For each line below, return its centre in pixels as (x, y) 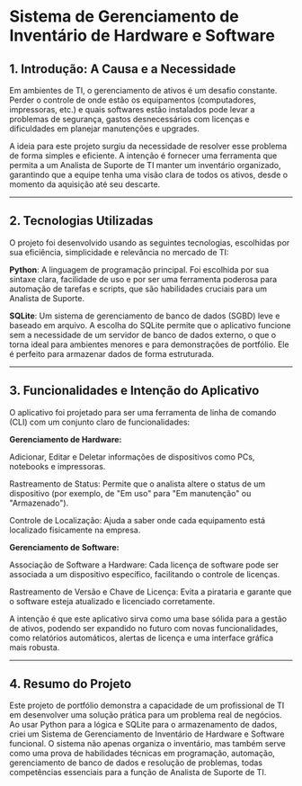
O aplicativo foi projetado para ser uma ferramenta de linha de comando (143, 412)
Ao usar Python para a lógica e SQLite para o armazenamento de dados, (143, 725)
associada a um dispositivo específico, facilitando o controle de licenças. (145, 574)
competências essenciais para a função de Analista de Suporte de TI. (138, 773)
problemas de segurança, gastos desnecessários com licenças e (129, 119)
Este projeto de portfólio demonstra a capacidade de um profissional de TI (147, 706)
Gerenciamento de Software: (64, 547)
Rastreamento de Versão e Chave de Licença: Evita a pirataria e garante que (151, 592)
